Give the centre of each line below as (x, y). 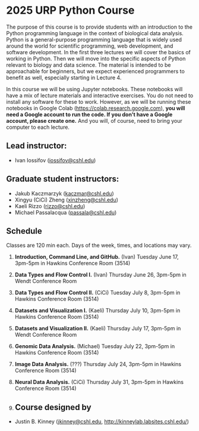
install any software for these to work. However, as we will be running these (99, 101)
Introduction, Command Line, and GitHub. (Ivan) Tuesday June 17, (97, 257)
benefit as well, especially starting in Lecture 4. (64, 77)
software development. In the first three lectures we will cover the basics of (99, 52)
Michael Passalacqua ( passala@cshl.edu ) (66, 212)
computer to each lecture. (38, 127)
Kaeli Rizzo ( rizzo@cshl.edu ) (50, 206)
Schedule (24, 231)
